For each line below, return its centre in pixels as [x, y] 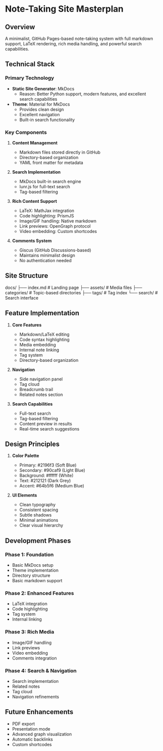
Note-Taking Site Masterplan [64, 9]
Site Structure [27, 276]
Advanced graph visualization [42, 734]
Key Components [26, 132]
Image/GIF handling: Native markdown [58, 221]
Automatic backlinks [32, 739]
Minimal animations [39, 520]
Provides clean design [42, 109]
